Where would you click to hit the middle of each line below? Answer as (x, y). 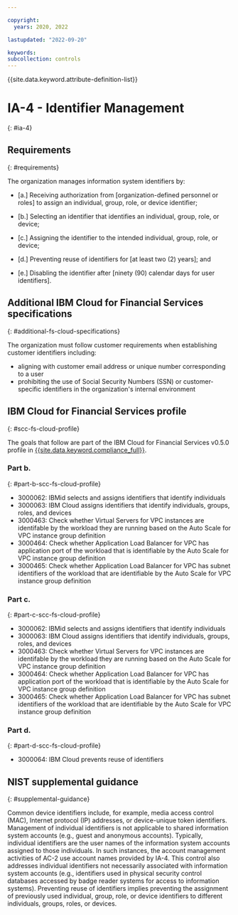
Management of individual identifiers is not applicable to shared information (118, 828)
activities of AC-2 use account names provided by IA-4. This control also (114, 858)
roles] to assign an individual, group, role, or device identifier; (107, 202)
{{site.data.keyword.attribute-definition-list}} (73, 80)
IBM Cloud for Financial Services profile (97, 411)
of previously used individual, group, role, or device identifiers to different (115, 896)
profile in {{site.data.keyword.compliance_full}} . (77, 450)
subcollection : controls (44, 59)
